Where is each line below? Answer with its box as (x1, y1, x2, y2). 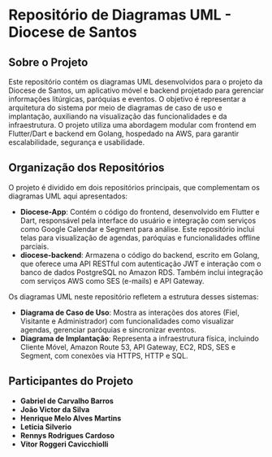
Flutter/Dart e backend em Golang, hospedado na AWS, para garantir (8, 128, 240, 138)
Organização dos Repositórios (8, 161, 165, 175)
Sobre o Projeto (8, 55, 89, 69)
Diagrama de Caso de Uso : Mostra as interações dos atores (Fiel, (19, 307, 240, 317)
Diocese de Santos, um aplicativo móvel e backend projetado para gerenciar (8, 85, 264, 95)
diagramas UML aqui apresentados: (8, 191, 128, 201)
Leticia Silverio (19, 421, 71, 432)
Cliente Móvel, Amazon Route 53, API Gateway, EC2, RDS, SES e (19, 342, 236, 351)
